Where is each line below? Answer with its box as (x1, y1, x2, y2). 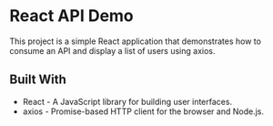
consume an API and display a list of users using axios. (9, 45, 216, 56)
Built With (9, 72, 66, 88)
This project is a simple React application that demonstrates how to (9, 36, 262, 47)
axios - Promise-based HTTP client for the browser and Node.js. (22, 106, 264, 117)
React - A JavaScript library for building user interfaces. (22, 96, 233, 107)
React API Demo (9, 5, 134, 26)
